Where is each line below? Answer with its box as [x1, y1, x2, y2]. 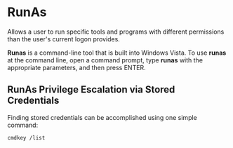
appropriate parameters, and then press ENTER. [7, 63, 146, 72]
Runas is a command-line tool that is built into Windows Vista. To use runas [7, 48, 227, 57]
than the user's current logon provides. [7, 34, 121, 43]
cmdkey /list [7, 134, 46, 141]
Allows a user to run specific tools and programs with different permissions [7, 27, 225, 36]
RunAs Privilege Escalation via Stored [7, 83, 175, 95]
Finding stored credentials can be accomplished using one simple [7, 113, 198, 121]
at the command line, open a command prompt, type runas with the [7, 55, 204, 64]
